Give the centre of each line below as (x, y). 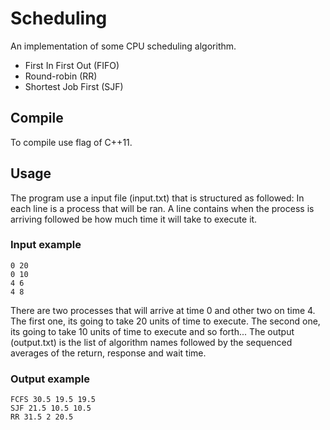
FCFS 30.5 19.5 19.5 (53, 400)
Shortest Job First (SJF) (74, 86)
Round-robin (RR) (61, 76)
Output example (50, 379)
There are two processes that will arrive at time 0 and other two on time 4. (163, 310)
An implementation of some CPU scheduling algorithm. (123, 46)
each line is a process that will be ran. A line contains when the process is (162, 208)
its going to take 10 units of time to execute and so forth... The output (152, 331)
